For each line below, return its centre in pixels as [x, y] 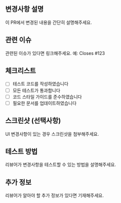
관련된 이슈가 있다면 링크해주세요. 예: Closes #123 [55, 53]
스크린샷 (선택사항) [33, 121]
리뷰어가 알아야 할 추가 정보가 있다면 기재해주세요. [55, 195]
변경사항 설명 [25, 9]
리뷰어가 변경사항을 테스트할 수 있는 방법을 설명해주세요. [61, 165]
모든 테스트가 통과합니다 [36, 90]
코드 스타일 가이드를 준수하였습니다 [47, 97]
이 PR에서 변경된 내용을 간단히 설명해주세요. [49, 22]
